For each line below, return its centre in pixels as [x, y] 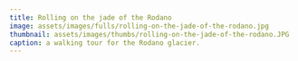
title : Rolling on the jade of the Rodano [91, 17]
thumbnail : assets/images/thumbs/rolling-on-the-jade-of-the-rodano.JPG [149, 34]
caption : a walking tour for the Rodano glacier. [105, 43]
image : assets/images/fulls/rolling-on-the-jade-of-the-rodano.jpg [139, 26]
